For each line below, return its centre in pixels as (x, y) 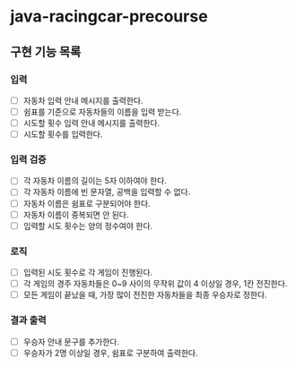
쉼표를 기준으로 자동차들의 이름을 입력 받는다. (102, 111)
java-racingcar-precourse (109, 17)
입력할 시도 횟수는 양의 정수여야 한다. (88, 226)
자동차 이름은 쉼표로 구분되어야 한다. (87, 203)
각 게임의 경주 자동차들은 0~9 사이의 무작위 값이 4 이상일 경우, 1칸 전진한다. (155, 284)
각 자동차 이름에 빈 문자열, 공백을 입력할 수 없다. (107, 192)
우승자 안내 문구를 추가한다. (71, 341)
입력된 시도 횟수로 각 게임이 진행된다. (88, 273)
